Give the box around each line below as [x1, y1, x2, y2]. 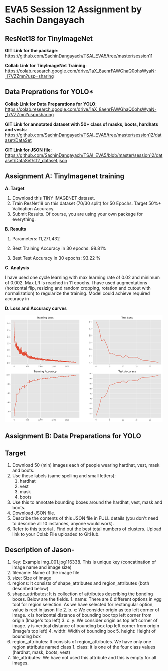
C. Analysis [5, 264, 30, 271]
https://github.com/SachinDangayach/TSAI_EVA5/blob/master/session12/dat [5, 152, 163, 158]
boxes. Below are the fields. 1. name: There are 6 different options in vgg [12, 596, 162, 602]
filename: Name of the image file [12, 569, 80, 575]
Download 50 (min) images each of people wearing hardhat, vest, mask [12, 462, 160, 468]
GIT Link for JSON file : [5, 147, 52, 153]
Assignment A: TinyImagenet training [5, 172, 125, 181]
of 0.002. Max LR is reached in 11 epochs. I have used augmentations [5, 279, 147, 286]
